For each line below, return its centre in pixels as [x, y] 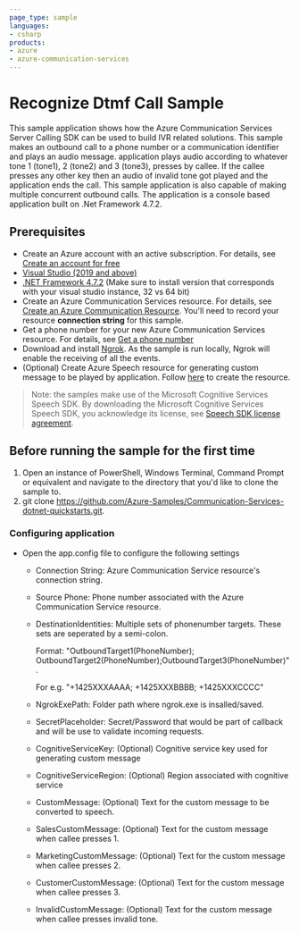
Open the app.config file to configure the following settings [131, 553]
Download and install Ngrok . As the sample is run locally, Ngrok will [146, 349]
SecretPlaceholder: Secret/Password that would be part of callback [159, 721]
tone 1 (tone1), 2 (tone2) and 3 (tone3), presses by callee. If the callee [137, 165]
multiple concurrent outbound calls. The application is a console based [140, 194]
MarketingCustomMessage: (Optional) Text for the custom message [160, 855]
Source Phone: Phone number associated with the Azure [140, 597]
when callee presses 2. [78, 865]
